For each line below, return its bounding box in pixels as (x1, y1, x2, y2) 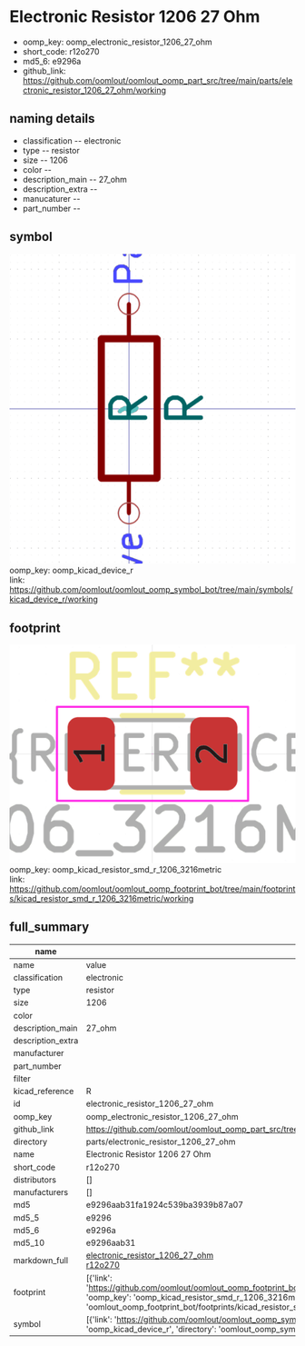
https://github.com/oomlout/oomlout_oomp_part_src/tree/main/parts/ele (22, 75, 293, 85)
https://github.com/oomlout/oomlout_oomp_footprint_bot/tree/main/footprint (9, 883, 296, 894)
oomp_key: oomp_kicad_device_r (9, 565, 134, 576)
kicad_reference (13, 1086, 74, 1097)
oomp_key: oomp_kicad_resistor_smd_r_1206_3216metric (9, 864, 222, 875)
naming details (9, 111, 95, 126)
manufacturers (13, 1187, 69, 1198)
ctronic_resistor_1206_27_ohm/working (22, 85, 166, 95)
